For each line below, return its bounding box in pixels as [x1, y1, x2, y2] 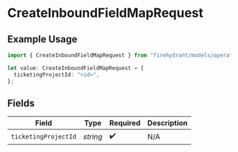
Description [147, 118, 188, 128]
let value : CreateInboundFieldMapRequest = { [7, 64, 144, 71]
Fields [7, 97, 35, 109]
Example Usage [7, 33, 78, 45]
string [83, 131, 103, 141]
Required [109, 118, 141, 128]
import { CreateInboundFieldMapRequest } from [7, 52, 147, 59]
